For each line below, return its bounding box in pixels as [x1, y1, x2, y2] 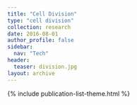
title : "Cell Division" [7, 10, 78, 18]
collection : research [7, 23, 71, 31]
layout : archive [7, 70, 55, 77]
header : [7, 57, 30, 64]
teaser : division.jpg [13, 63, 78, 70]
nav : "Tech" [13, 50, 49, 57]
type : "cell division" [7, 17, 74, 24]
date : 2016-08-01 [7, 30, 59, 38]
